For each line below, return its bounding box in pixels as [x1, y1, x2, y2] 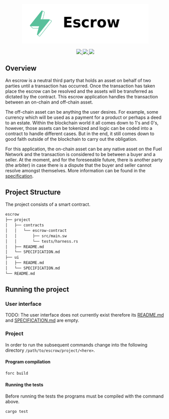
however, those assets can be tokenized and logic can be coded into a [5, 125, 153, 132]
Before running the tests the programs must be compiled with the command [5, 393, 164, 399]
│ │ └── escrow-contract [5, 228, 67, 233]
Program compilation [5, 359, 51, 365]
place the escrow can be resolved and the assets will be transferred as [5, 88, 153, 94]
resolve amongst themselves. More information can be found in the [5, 168, 146, 174]
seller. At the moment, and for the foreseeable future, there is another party [5, 157, 163, 163]
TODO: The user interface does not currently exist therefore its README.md [5, 312, 164, 318]
